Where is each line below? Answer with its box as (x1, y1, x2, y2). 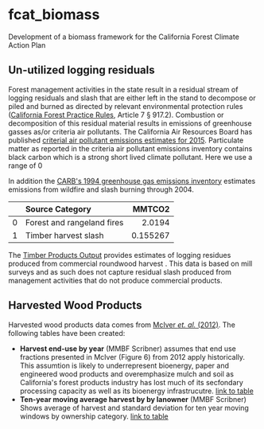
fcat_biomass (8, 6, 100, 24)
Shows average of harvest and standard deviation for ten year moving (19, 403, 249, 412)
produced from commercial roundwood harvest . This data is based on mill (8, 259, 253, 268)
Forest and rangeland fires (25, 216, 124, 228)
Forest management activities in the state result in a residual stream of (8, 84, 239, 94)
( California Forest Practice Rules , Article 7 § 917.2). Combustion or (8, 110, 224, 119)
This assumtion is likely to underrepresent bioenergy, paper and (19, 361, 229, 370)
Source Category (25, 203, 91, 214)
